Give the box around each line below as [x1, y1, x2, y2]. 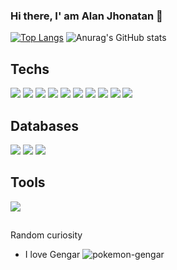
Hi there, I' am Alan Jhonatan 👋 [10, 9, 163, 23]
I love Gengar [24, 249, 81, 261]
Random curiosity [10, 229, 83, 241]
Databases [10, 117, 80, 134]
